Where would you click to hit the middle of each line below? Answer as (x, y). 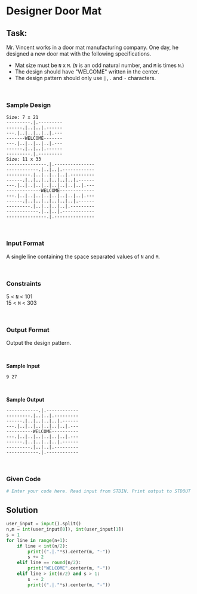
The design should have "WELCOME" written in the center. (87, 72)
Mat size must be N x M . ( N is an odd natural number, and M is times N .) (99, 65)
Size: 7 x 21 (22, 118)
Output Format (28, 330)
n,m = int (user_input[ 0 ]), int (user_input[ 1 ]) (65, 529)
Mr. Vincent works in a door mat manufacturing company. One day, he (93, 47)
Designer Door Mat (54, 11)
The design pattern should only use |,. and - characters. (85, 78)
